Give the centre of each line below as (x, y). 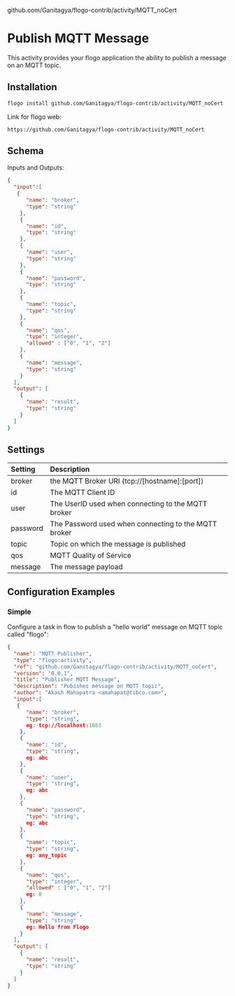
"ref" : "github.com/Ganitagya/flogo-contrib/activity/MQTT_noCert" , (115, 667)
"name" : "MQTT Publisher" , (53, 654)
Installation (32, 87)
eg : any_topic (47, 856)
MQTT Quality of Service (91, 556)
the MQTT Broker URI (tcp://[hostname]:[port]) (127, 481)
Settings (26, 450)
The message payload (87, 567)
